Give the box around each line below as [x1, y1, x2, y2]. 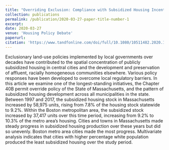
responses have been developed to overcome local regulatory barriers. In [5, 75, 157, 81]
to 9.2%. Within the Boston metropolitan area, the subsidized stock [5, 107, 144, 113]
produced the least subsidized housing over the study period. [5, 139, 133, 145]
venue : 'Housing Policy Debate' [5, 31, 73, 36]
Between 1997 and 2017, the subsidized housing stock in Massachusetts [5, 96, 155, 102]
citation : [5, 40, 26, 45]
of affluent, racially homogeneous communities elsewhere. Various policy [5, 70, 157, 76]
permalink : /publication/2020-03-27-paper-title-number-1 [5, 17, 129, 22]
